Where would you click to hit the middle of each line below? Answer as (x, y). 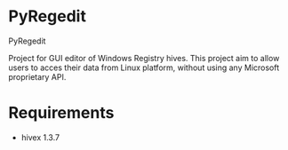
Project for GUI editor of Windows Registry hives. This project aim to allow (144, 58)
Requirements (61, 113)
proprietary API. (37, 76)
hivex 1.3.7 (40, 137)
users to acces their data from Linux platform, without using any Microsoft (144, 67)
